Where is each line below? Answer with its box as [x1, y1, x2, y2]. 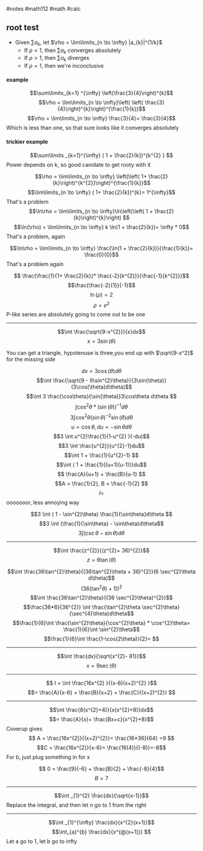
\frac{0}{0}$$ [84, 251, 119, 258]
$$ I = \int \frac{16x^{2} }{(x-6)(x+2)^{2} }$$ [46, 679, 157, 687]
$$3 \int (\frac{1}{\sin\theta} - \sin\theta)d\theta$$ [39, 520, 164, 527]
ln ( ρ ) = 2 [90, 291, 113, 298]
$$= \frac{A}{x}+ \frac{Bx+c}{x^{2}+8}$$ [49, 716, 154, 723]
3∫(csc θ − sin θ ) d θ [78, 529, 125, 537]
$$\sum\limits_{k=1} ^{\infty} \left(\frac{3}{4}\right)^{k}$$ [30, 89, 173, 97]
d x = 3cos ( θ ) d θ [81, 367, 122, 375]
